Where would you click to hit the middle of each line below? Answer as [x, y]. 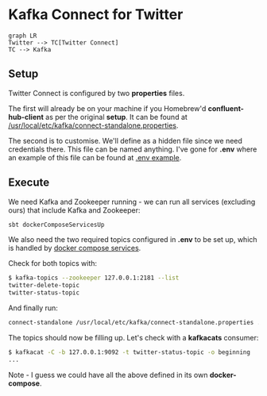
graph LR [23, 36]
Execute [29, 183]
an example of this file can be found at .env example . [95, 157]
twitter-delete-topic [44, 286]
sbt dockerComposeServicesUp [56, 225]
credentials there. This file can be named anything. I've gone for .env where [133, 149]
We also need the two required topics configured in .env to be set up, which [133, 240]
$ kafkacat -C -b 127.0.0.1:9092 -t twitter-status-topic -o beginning [129, 352]
